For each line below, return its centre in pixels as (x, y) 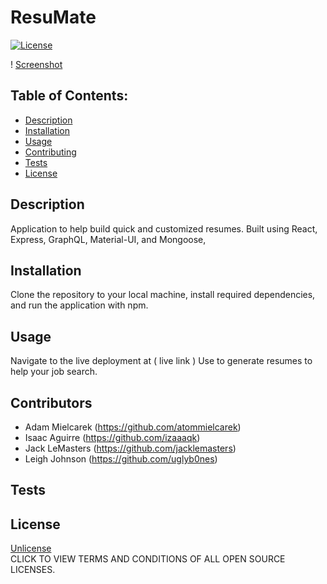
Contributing (50, 152)
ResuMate (53, 17)
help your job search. (54, 372)
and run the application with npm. (79, 305)
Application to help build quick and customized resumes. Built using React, (164, 228)
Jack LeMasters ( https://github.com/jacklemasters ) (130, 448)
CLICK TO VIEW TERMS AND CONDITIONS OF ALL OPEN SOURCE (148, 559)
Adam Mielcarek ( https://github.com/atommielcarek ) (133, 427)
